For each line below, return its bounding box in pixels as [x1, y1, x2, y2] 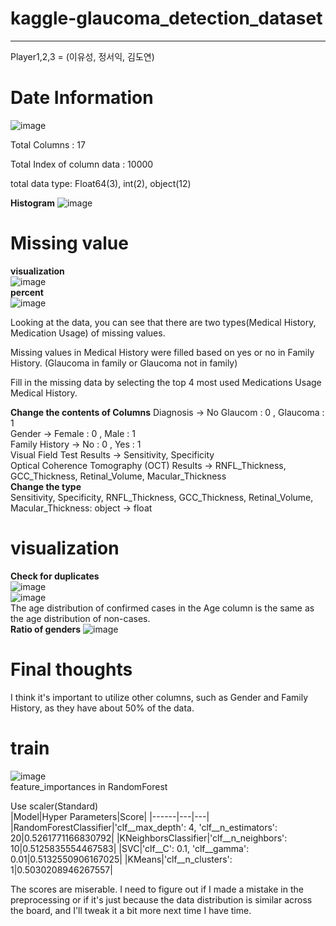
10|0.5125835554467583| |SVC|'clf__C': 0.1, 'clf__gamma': [10, 842, 250, 854]
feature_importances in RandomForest [10, 780, 168, 792]
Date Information [10, 87, 154, 109]
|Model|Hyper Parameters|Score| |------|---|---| [10, 810, 210, 822]
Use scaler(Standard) [10, 800, 99, 812]
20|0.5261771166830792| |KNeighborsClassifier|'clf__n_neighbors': [10, 832, 288, 844]
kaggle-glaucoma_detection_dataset [10, 7, 323, 30]
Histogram [10, 197, 55, 209]
